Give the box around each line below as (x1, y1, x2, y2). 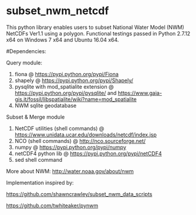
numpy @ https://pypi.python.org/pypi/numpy (14, 144, 127, 151)
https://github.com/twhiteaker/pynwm (6, 202, 99, 209)
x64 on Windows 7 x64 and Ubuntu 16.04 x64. (6, 36, 119, 43)
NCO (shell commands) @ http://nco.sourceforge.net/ (14, 137, 146, 144)
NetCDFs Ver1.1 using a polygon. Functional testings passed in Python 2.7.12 (6, 30, 191, 37)
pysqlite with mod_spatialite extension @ (14, 83, 114, 90)
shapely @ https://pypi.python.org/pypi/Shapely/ (14, 77, 134, 84)
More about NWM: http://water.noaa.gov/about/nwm (6, 167, 134, 175)
